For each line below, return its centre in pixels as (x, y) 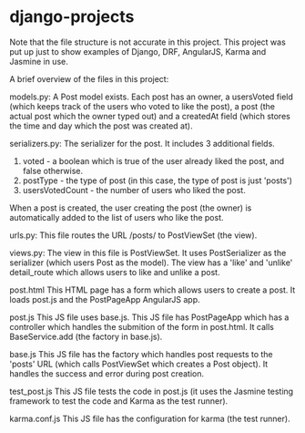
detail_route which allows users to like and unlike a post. (115, 272)
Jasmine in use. (39, 61)
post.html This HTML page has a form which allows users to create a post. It (152, 290)
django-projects (72, 17)
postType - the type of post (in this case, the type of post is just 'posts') (158, 180)
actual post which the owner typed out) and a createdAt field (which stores (150, 116)
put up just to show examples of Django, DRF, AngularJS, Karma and (138, 51)
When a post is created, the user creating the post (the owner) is (131, 208)
